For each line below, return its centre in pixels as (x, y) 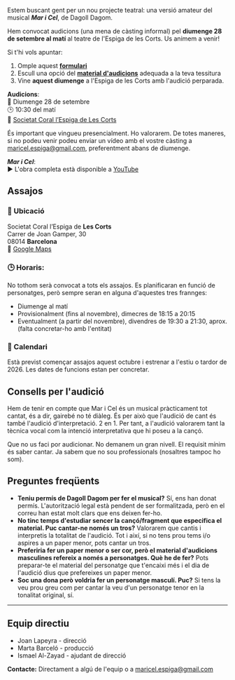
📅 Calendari (27, 346)
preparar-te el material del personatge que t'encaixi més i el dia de (113, 565)
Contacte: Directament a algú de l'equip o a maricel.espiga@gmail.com (110, 669)
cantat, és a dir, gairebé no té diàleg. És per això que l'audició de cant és (112, 416)
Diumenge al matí (43, 306)
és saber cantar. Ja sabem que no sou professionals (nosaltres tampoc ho (114, 452)
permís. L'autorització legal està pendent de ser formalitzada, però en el (121, 505)
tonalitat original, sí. (46, 594)
